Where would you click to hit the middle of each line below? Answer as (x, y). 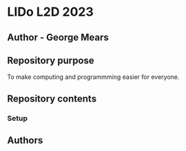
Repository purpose (51, 60)
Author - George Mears (58, 37)
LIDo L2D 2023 (51, 12)
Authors (25, 140)
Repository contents (52, 98)
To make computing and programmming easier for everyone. (93, 77)
